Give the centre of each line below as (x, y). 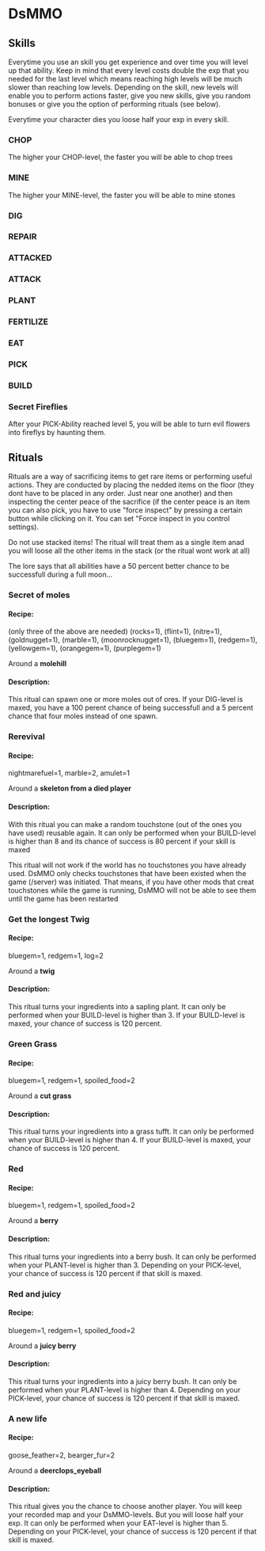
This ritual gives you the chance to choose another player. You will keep (125, 1507)
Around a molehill (38, 664)
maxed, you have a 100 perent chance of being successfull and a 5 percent (131, 708)
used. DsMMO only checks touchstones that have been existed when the (127, 873)
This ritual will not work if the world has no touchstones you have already (127, 865)
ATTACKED (30, 258)
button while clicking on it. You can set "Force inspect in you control (119, 518)
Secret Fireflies (38, 406)
